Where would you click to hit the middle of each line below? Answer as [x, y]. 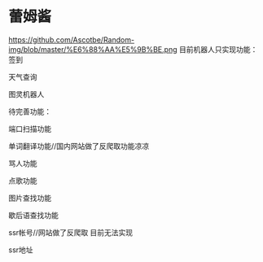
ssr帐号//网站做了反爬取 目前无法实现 [71, 232]
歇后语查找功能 [33, 215]
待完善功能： [30, 111]
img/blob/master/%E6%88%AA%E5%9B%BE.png [93, 49]
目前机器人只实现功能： [218, 49]
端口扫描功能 [30, 129]
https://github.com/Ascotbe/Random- [72, 39]
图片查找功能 [30, 198]
